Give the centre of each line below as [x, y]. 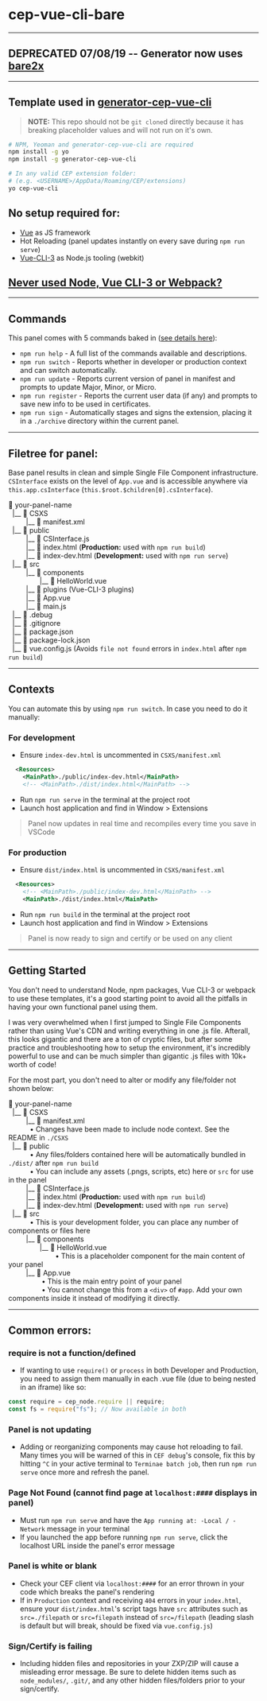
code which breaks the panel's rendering [87, 1591]
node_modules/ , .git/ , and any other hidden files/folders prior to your [132, 1680]
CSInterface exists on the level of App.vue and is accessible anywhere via [128, 481]
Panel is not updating [50, 1429]
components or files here [49, 1230]
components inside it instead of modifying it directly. [94, 1298]
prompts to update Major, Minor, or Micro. [88, 387]
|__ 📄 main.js [46, 607]
